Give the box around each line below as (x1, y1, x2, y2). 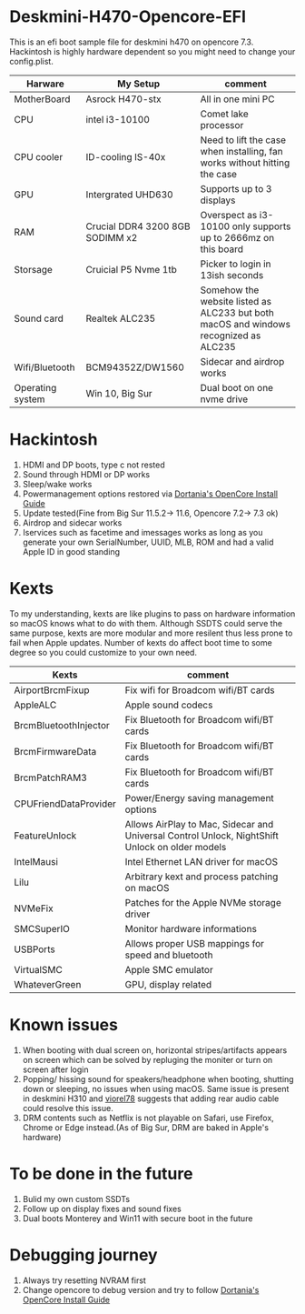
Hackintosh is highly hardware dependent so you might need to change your (9, 45, 296, 56)
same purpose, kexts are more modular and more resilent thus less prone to (9, 627, 293, 638)
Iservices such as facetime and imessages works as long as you (22, 527, 263, 537)
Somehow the (200, 284, 260, 296)
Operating (14, 381, 57, 394)
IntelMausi (14, 855, 59, 868)
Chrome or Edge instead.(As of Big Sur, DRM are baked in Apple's (22, 1121, 270, 1133)
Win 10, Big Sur (85, 386, 152, 399)
